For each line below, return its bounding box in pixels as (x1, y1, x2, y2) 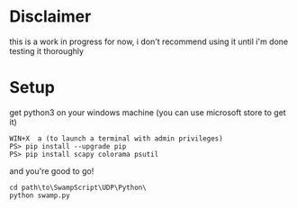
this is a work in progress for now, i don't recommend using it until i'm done (9, 36, 289, 47)
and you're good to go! (9, 165, 94, 177)
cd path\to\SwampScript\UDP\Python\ (9, 183, 147, 192)
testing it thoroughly (9, 45, 84, 56)
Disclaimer (9, 6, 92, 27)
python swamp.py (9, 191, 70, 200)
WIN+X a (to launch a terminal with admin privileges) (9, 133, 223, 143)
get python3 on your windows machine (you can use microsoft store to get (9, 106, 286, 118)
